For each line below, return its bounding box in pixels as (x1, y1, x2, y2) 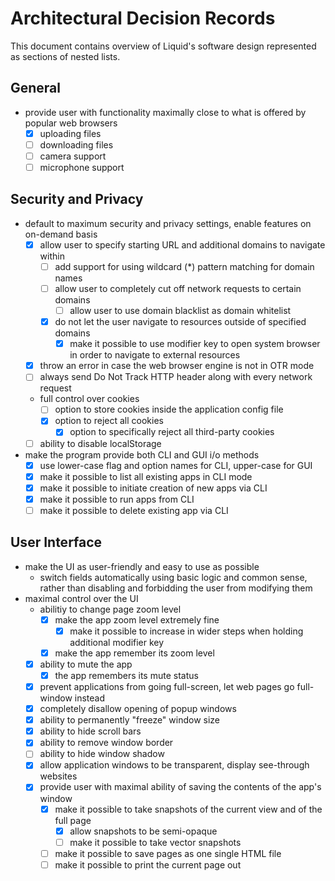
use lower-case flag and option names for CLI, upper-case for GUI (39, 459, 313, 471)
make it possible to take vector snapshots (69, 836, 242, 848)
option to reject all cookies (54, 415, 164, 427)
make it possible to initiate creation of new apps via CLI (39, 482, 268, 494)
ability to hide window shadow (39, 748, 165, 760)
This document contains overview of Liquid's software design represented (10, 40, 317, 52)
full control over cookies (39, 393, 140, 405)
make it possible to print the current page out (54, 858, 242, 871)
